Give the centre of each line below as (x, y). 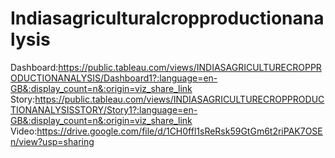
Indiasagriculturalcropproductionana (167, 18)
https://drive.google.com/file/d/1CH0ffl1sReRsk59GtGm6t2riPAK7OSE (179, 131)
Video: (24, 131)
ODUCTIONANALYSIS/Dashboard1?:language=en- (114, 78)
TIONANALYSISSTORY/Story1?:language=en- (104, 109)
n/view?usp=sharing (52, 141)
